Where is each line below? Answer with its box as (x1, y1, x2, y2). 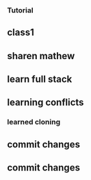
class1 (7, 27, 34, 38)
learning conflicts (7, 97, 84, 109)
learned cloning (7, 117, 60, 127)
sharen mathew (7, 50, 75, 62)
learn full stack (7, 74, 73, 85)
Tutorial (7, 5, 34, 15)
